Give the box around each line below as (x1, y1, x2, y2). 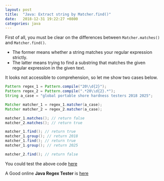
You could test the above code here (5, 161, 78, 167)
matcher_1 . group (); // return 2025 (5, 143, 78, 148)
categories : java (5, 21, 41, 26)
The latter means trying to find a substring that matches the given (12, 60, 146, 66)
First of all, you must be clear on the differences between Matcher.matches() (5, 35, 160, 40)
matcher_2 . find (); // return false (5, 151, 78, 157)
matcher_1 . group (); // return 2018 (5, 134, 78, 139)
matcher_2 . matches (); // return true (5, 120, 83, 125)
